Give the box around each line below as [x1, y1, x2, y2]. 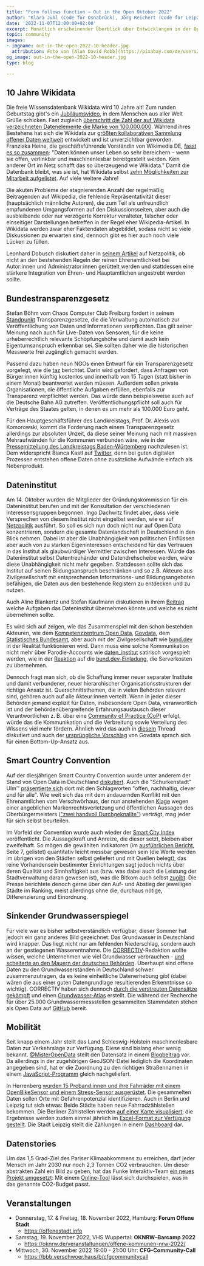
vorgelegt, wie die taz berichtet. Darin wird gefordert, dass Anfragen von [6, 366, 188, 374]
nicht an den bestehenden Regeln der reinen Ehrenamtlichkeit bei [6, 256, 170, 264]
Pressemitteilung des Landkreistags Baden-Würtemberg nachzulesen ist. [6, 443, 189, 450]
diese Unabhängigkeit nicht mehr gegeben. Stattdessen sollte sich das [6, 560, 183, 568]
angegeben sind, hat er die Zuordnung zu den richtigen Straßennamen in [6, 1064, 189, 1072]
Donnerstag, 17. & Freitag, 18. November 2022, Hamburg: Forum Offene [15, 1214, 194, 1222]
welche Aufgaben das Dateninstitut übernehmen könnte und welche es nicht [6, 604, 198, 611]
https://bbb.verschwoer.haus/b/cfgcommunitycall [24, 1253, 149, 1260]
